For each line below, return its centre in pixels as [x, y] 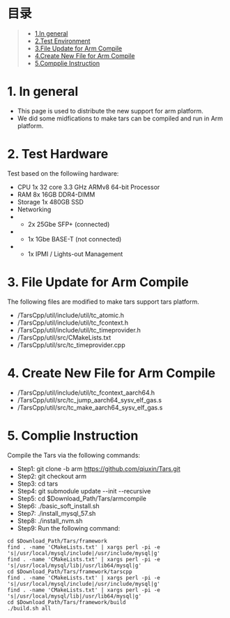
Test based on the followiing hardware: [63, 173]
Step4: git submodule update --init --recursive [84, 491]
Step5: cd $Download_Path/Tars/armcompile [82, 498]
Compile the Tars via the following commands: [74, 455]
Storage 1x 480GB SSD [50, 202]
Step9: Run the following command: [69, 528]
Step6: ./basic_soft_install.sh [58, 506]
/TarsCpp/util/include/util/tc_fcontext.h [73, 323]
